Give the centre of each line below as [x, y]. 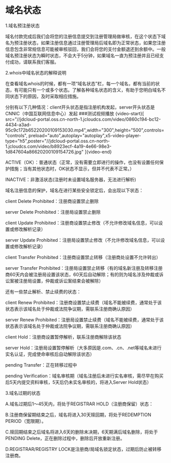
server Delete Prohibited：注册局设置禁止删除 [53, 212]
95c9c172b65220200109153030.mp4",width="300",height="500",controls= [85, 130]
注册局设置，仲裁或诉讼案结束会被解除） [61, 280]
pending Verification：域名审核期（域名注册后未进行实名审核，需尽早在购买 [84, 376]
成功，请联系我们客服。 [34, 62]
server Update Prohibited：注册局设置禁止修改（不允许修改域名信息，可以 [83, 240]
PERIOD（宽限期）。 [26, 421]
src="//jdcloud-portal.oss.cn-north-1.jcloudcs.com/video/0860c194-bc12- [83, 119]
